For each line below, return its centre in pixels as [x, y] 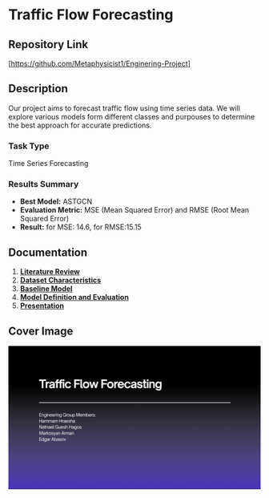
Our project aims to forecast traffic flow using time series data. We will [124, 108]
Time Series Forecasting [48, 164]
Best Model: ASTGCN [56, 201]
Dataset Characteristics [60, 280]
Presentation [42, 306]
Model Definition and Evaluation [74, 298]
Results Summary [44, 184]
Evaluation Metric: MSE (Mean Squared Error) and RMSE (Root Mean [134, 210]
